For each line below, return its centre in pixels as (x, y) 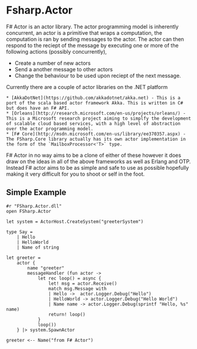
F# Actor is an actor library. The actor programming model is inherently (92, 27)
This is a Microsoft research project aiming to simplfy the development (99, 118)
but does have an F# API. (38, 108)
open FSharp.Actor (29, 211)
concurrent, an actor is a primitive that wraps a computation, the (84, 32)
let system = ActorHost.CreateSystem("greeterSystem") (75, 222)
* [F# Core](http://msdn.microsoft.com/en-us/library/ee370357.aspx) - (96, 134)
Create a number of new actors (52, 63)
